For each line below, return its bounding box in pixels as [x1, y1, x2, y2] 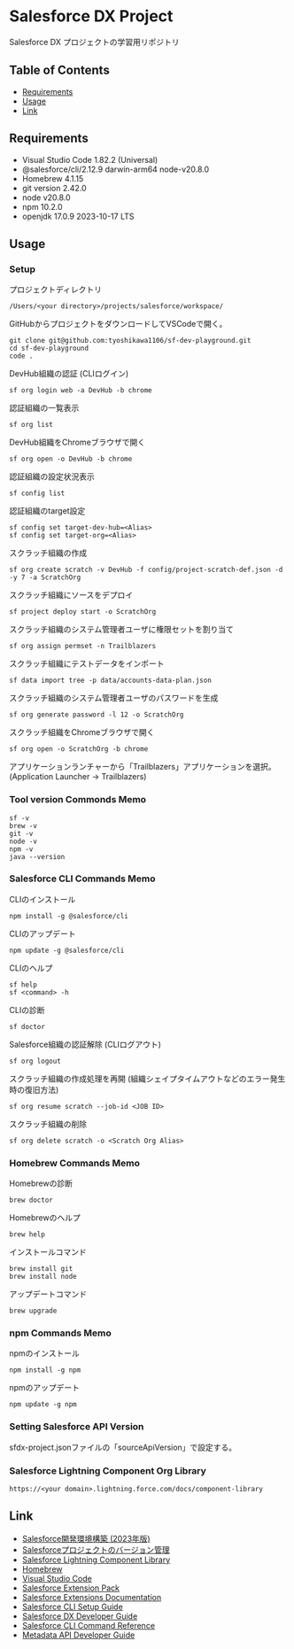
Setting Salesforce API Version [9, 1421, 144, 1433]
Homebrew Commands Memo [9, 1157, 140, 1169]
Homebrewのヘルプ [9, 1212, 81, 1223]
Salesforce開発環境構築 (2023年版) [21, 1533, 151, 1544]
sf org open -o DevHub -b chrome [9, 454, 133, 464]
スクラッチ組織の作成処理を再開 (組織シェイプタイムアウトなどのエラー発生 [9, 1073, 286, 1084]
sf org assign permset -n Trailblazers [9, 642, 157, 651]
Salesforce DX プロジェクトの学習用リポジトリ [9, 36, 180, 47]
